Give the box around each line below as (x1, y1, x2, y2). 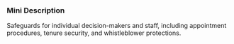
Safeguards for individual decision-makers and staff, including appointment (6, 22, 227, 30)
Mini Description (6, 6, 65, 15)
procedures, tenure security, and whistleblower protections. (6, 29, 182, 37)
